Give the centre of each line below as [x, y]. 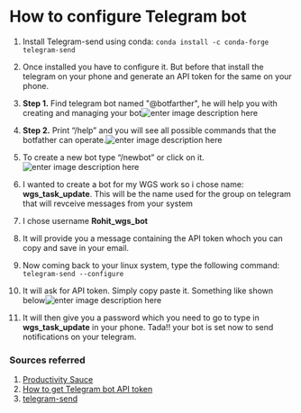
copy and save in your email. [75, 247]
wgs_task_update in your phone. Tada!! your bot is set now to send [148, 327]
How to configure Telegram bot [128, 17]
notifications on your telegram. [79, 337]
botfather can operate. [64, 139]
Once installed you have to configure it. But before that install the [143, 67]
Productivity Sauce [58, 380]
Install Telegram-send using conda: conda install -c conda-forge [146, 41]
